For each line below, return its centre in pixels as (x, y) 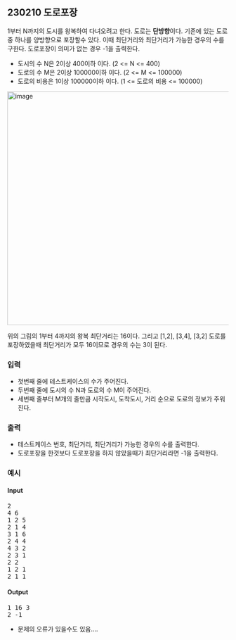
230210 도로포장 (42, 13)
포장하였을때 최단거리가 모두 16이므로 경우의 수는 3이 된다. (87, 344)
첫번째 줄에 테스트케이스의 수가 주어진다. (73, 382)
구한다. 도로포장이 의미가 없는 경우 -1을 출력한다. (74, 49)
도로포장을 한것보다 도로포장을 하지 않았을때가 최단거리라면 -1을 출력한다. (118, 453)
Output (18, 592)
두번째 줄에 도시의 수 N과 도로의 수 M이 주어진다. (84, 390)
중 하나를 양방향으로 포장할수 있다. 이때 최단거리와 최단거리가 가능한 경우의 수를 (116, 39)
